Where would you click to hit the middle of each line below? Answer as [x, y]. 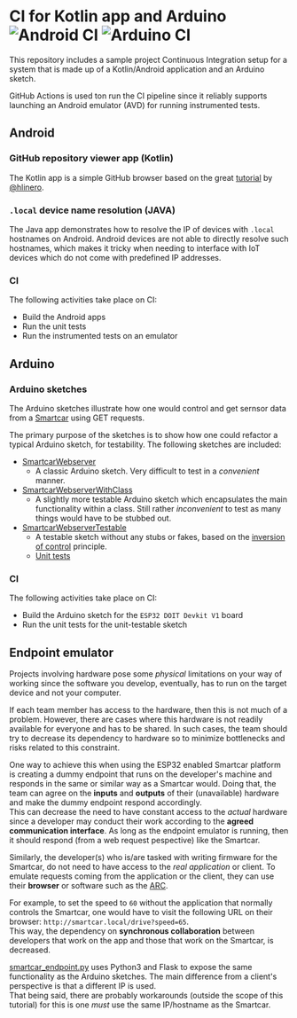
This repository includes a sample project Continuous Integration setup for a [148, 59]
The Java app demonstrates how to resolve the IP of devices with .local [142, 229]
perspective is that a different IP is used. [83, 986]
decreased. [30, 950]
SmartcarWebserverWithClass [77, 489]
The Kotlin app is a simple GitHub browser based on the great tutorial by [141, 177]
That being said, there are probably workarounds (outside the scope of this [146, 996]
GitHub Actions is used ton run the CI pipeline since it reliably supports [138, 96]
